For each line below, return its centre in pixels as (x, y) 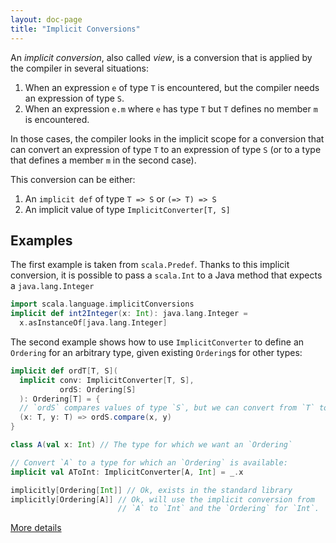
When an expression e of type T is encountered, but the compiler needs (172, 87)
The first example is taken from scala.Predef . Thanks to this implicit (150, 265)
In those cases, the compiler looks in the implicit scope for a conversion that (167, 138)
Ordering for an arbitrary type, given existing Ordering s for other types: (156, 352)
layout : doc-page (46, 19)
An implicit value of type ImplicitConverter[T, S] (127, 209)
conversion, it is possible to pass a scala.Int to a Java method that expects (166, 275)
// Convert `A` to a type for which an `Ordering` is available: (149, 462)
